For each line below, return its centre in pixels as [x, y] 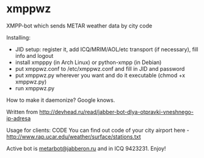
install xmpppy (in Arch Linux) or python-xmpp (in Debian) [88, 62]
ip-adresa [19, 118]
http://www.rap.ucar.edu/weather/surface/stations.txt [74, 137]
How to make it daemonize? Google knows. [61, 100]
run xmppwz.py [35, 88]
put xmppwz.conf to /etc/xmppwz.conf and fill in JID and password [100, 68]
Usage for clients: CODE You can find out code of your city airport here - [98, 130]
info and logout [34, 56]
